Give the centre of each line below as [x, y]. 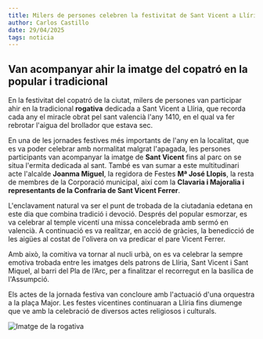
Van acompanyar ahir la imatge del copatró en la [128, 69]
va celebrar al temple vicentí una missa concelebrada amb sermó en [118, 222]
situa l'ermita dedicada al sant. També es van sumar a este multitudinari [124, 166]
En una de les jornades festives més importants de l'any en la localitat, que [128, 140]
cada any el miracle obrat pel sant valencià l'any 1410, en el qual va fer [121, 117]
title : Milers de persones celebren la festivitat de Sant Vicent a [122, 15]
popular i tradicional [58, 81]
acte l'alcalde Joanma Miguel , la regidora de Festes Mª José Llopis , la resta [131, 174]
